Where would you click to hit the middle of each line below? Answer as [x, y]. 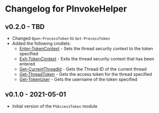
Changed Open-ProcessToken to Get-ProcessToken [61, 38]
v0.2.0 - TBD [25, 27]
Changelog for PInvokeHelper [66, 9]
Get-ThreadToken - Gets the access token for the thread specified [86, 74]
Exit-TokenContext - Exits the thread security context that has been [87, 59]
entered [27, 64]
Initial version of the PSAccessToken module [55, 106]
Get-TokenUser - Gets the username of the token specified [78, 79]
